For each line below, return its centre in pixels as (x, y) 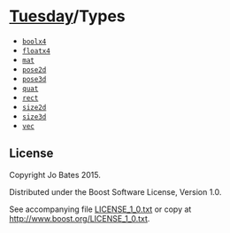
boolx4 (34, 42)
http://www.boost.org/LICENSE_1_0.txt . (80, 218)
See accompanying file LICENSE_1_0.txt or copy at (100, 209)
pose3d (34, 79)
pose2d (34, 70)
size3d (34, 117)
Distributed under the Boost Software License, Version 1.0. (115, 191)
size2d (34, 107)
